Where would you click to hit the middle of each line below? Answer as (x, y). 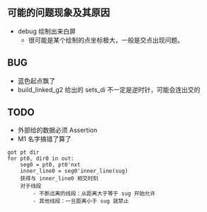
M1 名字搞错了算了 (45, 139)
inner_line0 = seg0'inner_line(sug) (74, 171)
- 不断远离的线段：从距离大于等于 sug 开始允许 (94, 194)
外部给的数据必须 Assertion (57, 130)
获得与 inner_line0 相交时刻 (59, 179)
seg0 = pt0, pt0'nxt (50, 165)
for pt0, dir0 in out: (41, 159)
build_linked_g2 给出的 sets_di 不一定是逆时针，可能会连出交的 (109, 89)
